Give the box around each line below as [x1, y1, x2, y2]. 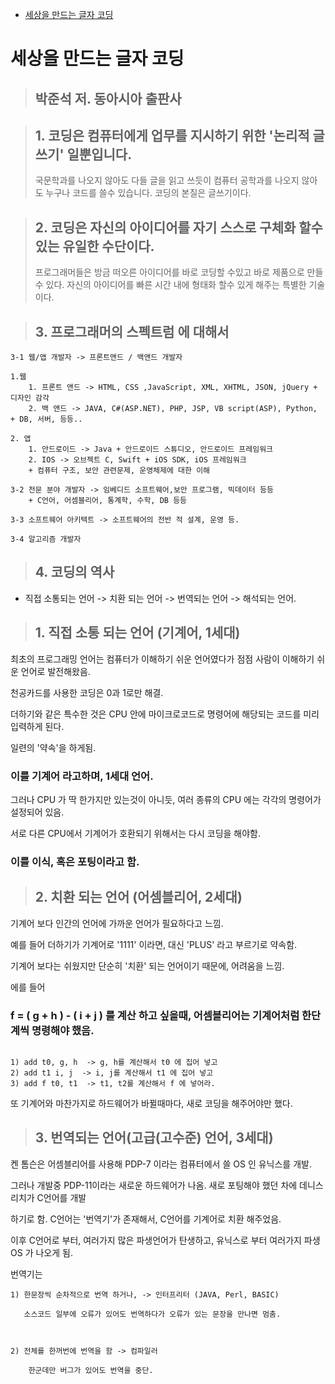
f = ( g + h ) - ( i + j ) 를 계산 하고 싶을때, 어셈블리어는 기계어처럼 [10, 1008, 300, 1022]
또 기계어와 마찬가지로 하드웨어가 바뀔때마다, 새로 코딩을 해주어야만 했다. [10, 1097, 293, 1109]
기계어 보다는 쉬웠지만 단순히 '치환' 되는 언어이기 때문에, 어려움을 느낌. [10, 959, 285, 972]
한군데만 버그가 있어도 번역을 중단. [28, 1365, 154, 1375]
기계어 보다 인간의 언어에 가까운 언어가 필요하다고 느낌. [10, 917, 224, 929]
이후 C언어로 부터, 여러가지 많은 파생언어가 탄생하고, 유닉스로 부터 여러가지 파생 [10, 1234, 321, 1246]
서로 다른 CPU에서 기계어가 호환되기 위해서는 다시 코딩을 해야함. [10, 827, 261, 839]
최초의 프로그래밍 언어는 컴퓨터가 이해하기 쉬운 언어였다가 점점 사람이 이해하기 [10, 653, 315, 665]
